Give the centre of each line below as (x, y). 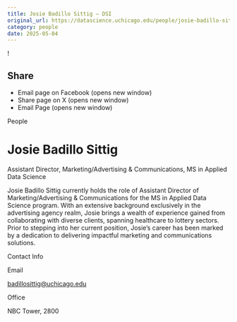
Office (17, 297)
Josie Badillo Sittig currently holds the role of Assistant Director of (103, 190)
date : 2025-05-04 (33, 33)
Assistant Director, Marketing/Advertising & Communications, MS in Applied (117, 169)
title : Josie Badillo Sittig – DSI (60, 14)
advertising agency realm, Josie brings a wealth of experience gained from (116, 213)
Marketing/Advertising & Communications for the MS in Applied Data (107, 198)
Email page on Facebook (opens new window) (85, 93)
